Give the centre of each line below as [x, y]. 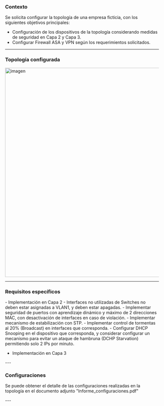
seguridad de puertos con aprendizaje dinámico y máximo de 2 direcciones [81, 312]
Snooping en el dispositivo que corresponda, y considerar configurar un [78, 333]
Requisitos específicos [33, 291]
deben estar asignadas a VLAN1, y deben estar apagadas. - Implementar [78, 307]
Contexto [16, 7]
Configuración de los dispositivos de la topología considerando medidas [85, 32]
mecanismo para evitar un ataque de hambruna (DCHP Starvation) [72, 338]
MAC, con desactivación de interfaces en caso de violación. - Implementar [80, 318]
